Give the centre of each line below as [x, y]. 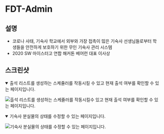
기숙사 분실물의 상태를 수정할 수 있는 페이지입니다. [58, 116]
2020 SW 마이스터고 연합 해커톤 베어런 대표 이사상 [61, 53]
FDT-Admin [29, 9]
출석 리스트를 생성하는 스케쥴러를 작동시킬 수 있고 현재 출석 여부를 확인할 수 [82, 83]
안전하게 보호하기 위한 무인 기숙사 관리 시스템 [69, 47]
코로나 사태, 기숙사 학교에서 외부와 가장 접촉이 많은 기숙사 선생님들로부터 [82, 41]
